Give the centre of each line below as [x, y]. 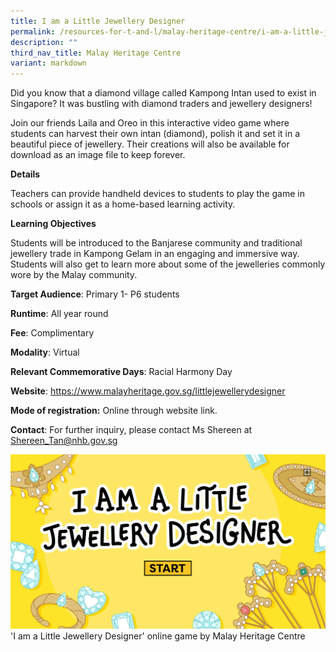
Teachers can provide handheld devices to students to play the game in [157, 194]
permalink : [33, 31]
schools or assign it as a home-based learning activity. [123, 204]
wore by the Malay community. [74, 275]
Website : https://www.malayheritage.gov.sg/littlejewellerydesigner [148, 391]
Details [25, 174]
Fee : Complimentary [52, 333]
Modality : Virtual [45, 352]
